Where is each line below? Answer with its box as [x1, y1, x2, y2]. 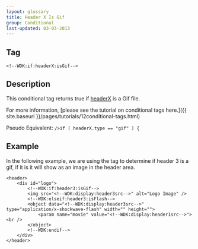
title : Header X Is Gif [6, 14, 65, 20]
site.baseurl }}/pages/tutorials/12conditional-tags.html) [6, 112, 140, 119]
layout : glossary [6, 8, 49, 15]
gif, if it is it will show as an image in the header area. [6, 163, 135, 171]
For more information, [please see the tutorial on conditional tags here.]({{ [6, 106, 187, 114]
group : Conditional [6, 20, 55, 26]
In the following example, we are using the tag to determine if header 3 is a [6, 157, 189, 164]
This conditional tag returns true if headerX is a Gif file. [6, 94, 140, 102]
